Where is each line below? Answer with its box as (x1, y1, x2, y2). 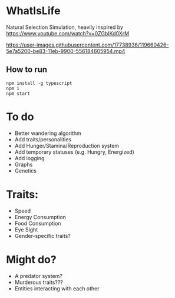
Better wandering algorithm (14, 130, 81, 137)
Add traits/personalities (14, 135, 72, 143)
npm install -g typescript (6, 80, 72, 86)
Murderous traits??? (14, 279, 63, 286)
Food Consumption (14, 220, 61, 227)
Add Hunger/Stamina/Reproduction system (14, 142, 120, 149)
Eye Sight (14, 226, 38, 233)
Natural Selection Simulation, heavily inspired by (6, 24, 124, 31)
